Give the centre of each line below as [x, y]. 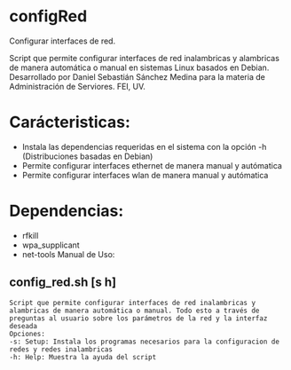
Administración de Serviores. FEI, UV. [78, 86]
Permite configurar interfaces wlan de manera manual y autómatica [145, 175]
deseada [24, 326]
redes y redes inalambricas [61, 349]
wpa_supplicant [51, 245]
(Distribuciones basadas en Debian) [87, 156]
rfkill [30, 235]
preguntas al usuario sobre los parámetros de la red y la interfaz [138, 318]
